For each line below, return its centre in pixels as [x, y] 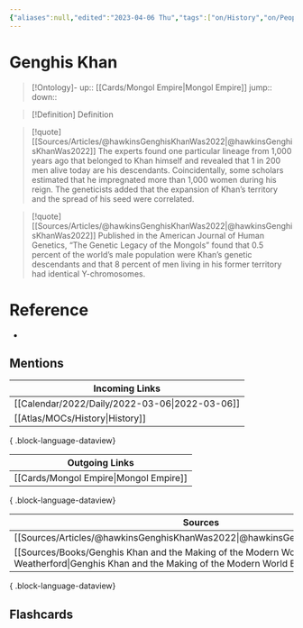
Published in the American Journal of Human [181, 235]
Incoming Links [127, 388]
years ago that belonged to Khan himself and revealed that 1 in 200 [156, 160]
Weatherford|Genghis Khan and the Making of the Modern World [151, 564]
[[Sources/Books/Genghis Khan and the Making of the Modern [147, 552]
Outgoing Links [101, 463]
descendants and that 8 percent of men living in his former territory [156, 264]
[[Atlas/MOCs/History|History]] [80, 418]
